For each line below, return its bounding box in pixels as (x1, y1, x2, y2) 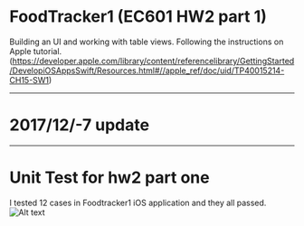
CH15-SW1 (9, 74, 50, 85)
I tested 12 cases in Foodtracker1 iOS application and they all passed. (9, 197, 267, 208)
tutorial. (33, 45, 62, 56)
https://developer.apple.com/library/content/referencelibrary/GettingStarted (12, 55, 295, 66)
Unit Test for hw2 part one (9, 167, 210, 188)
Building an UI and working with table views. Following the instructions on (9, 36, 284, 47)
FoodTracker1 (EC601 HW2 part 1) (9, 6, 267, 27)
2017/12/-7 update (9, 115, 150, 136)
